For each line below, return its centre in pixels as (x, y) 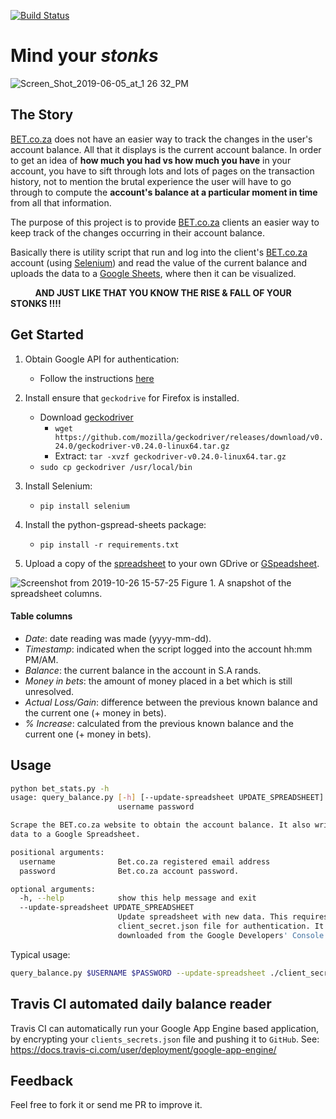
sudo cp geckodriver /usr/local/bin (116, 467)
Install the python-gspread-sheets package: (115, 524)
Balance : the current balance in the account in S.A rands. (143, 670)
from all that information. (61, 202)
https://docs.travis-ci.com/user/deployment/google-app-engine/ (143, 1049)
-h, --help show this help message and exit (138, 898)
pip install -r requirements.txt (109, 545)
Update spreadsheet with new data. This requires (223, 917)
